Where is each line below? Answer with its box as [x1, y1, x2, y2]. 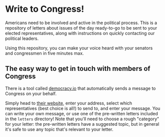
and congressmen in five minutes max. [5, 50, 84, 56]
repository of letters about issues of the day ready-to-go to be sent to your [5, 25, 157, 31]
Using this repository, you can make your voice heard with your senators [5, 45, 153, 51]
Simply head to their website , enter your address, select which [5, 100, 132, 106]
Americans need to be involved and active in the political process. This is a [5, 20, 157, 26]
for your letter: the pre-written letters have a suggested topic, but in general [5, 121, 160, 127]
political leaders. [5, 35, 39, 41]
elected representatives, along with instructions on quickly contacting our [5, 30, 155, 36]
